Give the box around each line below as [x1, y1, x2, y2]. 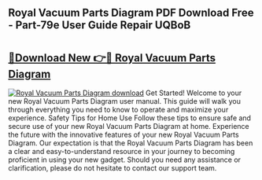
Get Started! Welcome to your [145, 88, 242, 97]
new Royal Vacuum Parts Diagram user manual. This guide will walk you [8, 97, 242, 105]
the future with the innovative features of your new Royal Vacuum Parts [8, 130, 239, 139]
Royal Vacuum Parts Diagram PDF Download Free [8, 6, 254, 20]
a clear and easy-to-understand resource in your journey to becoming [8, 147, 235, 156]
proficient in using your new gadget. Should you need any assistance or [8, 155, 242, 164]
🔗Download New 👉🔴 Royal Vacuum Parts [8, 51, 216, 64]
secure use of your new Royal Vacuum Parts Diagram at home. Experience [8, 122, 249, 130]
